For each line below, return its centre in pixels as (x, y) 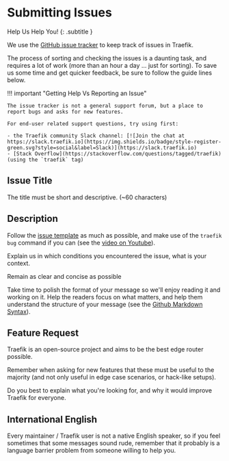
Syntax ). (19, 311)
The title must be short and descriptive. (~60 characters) (87, 197)
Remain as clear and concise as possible (64, 276)
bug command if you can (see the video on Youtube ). (81, 242)
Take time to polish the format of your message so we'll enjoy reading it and (114, 290)
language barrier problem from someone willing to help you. (92, 451)
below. (16, 79)
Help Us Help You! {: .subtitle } (50, 32)
